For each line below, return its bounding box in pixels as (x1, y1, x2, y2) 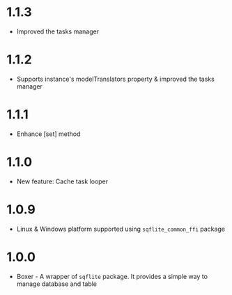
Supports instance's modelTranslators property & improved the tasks (16, 75, 215, 83)
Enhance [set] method (16, 130, 81, 138)
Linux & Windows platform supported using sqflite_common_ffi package (16, 225, 226, 233)
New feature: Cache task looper (16, 177, 109, 186)
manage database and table (16, 280, 98, 288)
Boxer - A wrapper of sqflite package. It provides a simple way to (16, 272, 208, 280)
